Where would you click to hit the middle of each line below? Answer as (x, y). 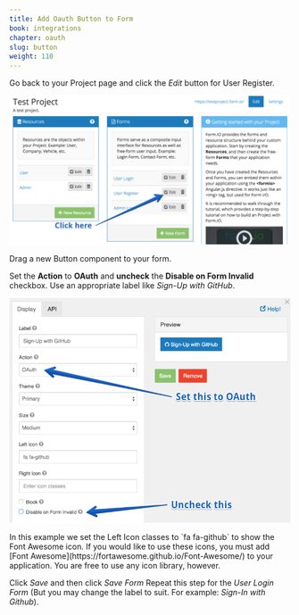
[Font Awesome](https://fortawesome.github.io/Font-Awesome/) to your (141, 556)
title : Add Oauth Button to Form (71, 19)
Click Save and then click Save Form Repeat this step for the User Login (141, 583)
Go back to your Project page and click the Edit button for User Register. (142, 83)
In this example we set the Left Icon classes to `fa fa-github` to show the (142, 537)
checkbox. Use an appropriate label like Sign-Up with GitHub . (122, 286)
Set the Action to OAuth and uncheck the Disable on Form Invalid (132, 276)
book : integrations (46, 28)
